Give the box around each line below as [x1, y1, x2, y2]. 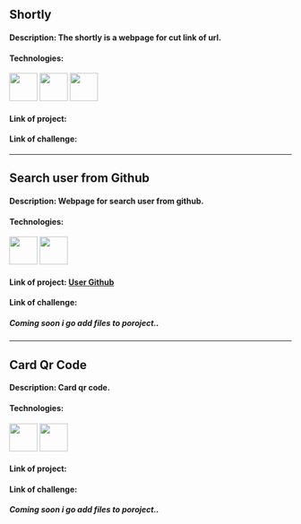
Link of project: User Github [9, 277, 115, 288]
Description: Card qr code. [9, 382, 110, 393]
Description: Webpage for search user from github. [9, 195, 204, 206]
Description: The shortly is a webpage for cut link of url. [9, 31, 222, 43]
